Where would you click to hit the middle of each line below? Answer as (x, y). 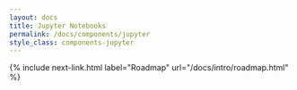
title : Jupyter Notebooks (57, 26)
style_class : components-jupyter (72, 42)
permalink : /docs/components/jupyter (80, 34)
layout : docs (34, 17)
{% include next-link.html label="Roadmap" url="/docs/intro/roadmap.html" (149, 68)
